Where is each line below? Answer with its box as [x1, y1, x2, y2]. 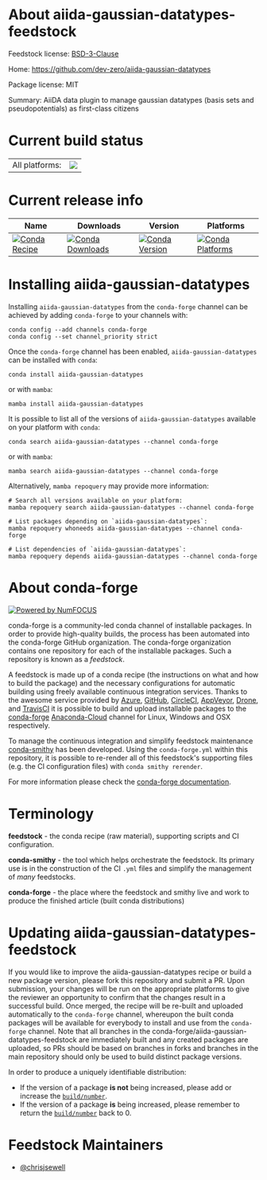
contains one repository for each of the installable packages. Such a [8, 645, 232, 655]
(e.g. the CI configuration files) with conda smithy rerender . [8, 761, 203, 770]
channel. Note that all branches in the [27, 1026, 151, 1036]
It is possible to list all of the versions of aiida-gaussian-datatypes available [8, 414, 257, 423]
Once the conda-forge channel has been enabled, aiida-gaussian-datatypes [8, 347, 257, 356]
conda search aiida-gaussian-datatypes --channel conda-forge [8, 437, 219, 445]
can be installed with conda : [8, 355, 98, 364]
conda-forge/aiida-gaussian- [152, 1026, 248, 1036]
